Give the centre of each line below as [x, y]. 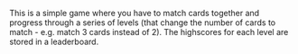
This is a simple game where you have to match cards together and [135, 13]
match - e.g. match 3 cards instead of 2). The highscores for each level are [149, 32]
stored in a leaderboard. [54, 41]
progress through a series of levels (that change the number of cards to [143, 22]
